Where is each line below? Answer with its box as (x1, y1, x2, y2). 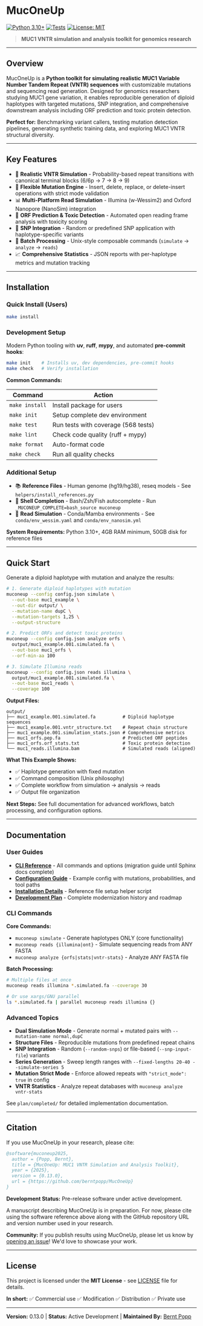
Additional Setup (6, 469, 57, 477)
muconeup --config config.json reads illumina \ (6, 669, 131, 675)
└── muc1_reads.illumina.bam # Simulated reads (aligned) (6, 746, 196, 752)
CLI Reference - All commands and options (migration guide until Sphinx (14, 862, 196, 869)
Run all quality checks (52, 450, 115, 459)
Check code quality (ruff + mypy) (52, 431, 147, 439)
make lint (9, 431, 37, 438)
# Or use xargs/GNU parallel (6, 993, 80, 999)
